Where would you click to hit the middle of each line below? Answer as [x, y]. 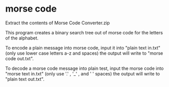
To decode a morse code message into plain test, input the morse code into [84, 68]
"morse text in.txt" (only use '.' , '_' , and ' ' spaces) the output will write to [83, 73]
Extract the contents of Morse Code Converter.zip [58, 23]
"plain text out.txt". [25, 79]
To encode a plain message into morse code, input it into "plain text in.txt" [83, 48]
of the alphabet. [22, 38]
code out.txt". [20, 58]
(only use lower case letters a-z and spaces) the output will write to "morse [84, 53]
